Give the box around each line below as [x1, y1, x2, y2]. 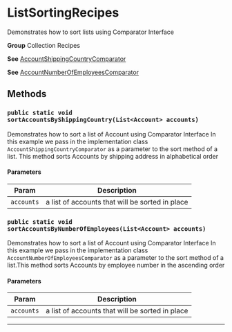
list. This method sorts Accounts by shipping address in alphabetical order [7, 152, 219, 160]
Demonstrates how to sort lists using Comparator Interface [7, 28, 175, 36]
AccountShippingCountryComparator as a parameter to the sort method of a [7, 144, 218, 153]
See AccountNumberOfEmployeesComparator [7, 68, 139, 76]
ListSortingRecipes [7, 5, 119, 21]
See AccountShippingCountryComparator [7, 54, 126, 63]
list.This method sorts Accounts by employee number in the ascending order [7, 261, 225, 270]
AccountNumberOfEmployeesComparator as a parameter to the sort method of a [7, 254, 224, 262]
